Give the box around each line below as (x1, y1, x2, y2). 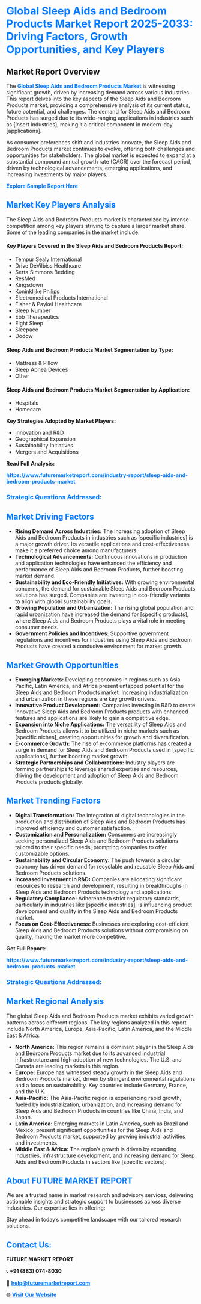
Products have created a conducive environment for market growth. (14, 642, 183, 650)
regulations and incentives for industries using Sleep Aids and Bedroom (14, 636, 192, 644)
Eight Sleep (14, 320, 44, 327)
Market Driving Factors (6, 511, 94, 521)
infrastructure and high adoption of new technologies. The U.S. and (14, 1056, 182, 1063)
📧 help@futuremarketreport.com (6, 1279, 91, 1287)
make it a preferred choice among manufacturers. (14, 547, 138, 554)
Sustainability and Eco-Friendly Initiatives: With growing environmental (14, 579, 195, 586)
